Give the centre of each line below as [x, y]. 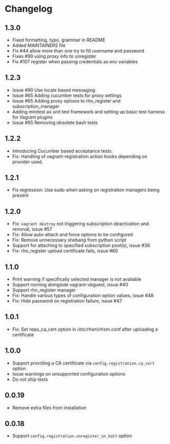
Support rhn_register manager [44, 290]
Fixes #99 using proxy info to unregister [54, 56]
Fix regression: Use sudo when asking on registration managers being [86, 190]
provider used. [28, 162]
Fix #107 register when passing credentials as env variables [75, 61]
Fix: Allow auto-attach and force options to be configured [72, 235]
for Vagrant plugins [32, 117]
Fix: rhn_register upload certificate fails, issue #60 [65, 251]
